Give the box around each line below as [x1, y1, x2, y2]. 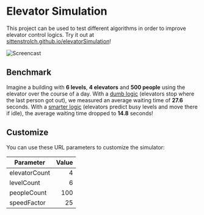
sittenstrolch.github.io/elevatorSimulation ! [6, 37, 111, 45]
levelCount [9, 178, 41, 187]
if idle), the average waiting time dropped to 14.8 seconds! [6, 109, 154, 117]
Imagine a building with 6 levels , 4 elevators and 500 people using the [6, 83, 186, 91]
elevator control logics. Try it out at [6, 31, 95, 38]
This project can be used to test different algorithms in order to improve [6, 25, 186, 32]
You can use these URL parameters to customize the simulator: [6, 143, 165, 151]
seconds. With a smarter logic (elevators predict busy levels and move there [6, 103, 198, 110]
